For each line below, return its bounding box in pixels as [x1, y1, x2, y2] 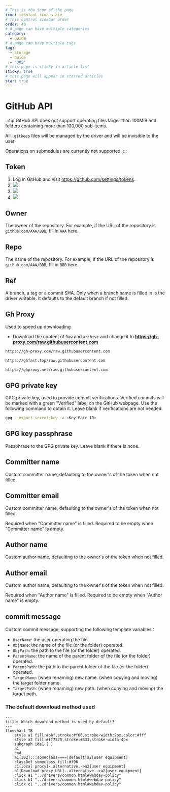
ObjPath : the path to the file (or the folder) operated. [12, 647, 121, 653]
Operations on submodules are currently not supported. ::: [5, 148, 127, 154]
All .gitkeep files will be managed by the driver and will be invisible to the [5, 132, 159, 139]
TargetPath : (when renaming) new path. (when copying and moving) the [12, 685, 163, 691]
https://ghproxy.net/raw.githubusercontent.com [5, 367, 108, 372]
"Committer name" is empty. [5, 526, 65, 532]
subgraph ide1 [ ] [14, 742, 53, 747]
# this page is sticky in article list [5, 64, 90, 69]
